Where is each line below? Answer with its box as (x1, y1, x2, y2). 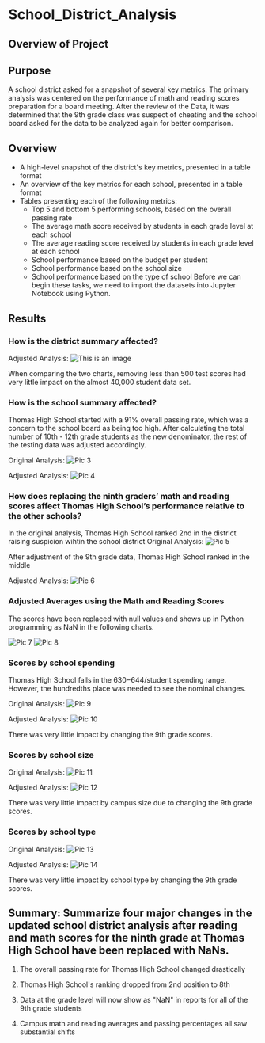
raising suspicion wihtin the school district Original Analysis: (8, 537, 204, 546)
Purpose (8, 63, 51, 77)
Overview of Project (8, 37, 109, 51)
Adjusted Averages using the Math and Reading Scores (8, 596, 225, 607)
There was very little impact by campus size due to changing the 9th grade (8, 798, 253, 808)
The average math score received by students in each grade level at (31, 222, 254, 231)
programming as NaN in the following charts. (8, 622, 154, 631)
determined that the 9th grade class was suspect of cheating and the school (8, 110, 257, 120)
